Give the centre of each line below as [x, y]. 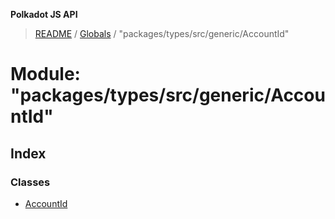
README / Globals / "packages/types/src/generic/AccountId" [162, 33]
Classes [30, 182]
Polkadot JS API [44, 14]
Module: [45, 74]
